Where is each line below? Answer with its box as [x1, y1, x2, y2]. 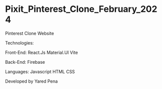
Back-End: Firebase [5, 59, 45, 65]
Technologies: [5, 40, 34, 45]
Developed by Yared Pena [5, 78, 58, 84]
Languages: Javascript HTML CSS [5, 68, 75, 75]
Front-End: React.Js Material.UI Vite [5, 49, 78, 55]
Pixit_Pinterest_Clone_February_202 [5, 3, 158, 15]
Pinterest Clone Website [5, 30, 54, 36]
